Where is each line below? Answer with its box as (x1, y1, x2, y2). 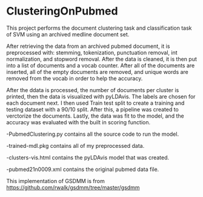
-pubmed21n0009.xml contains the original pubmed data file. (6, 165, 159, 173)
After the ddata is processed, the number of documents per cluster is (6, 86, 179, 93)
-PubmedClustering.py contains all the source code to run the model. (6, 130, 179, 138)
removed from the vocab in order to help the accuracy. (6, 75, 143, 82)
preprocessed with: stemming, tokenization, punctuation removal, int (6, 48, 178, 56)
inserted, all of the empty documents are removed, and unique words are (6, 68, 189, 75)
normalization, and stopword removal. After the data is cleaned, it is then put (6, 55, 197, 62)
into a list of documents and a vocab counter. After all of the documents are (6, 62, 195, 69)
